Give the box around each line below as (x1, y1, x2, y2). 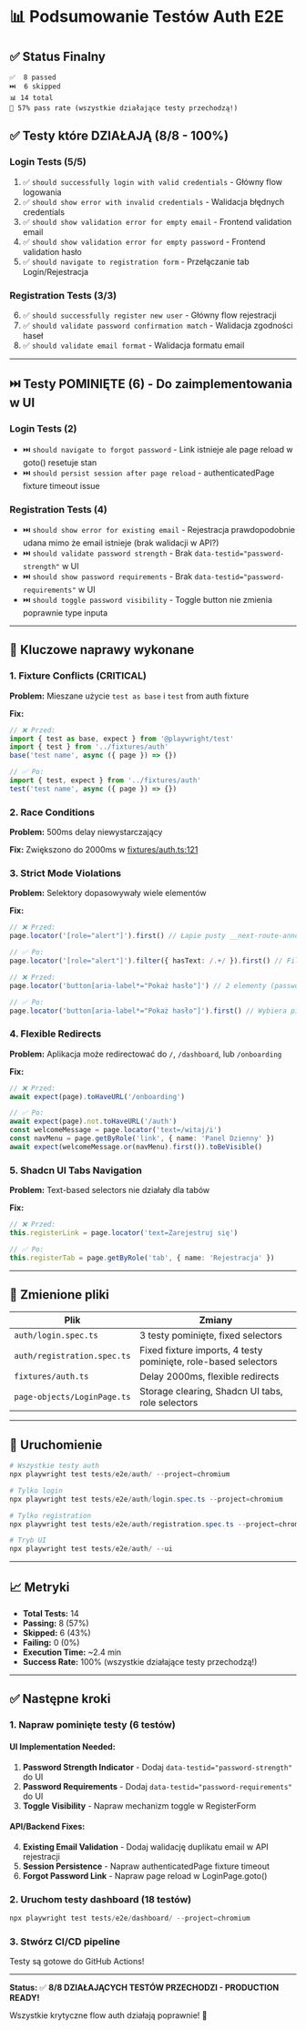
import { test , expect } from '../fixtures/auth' (9, 776, 202, 785)
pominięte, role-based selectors (139, 1355, 278, 1368)
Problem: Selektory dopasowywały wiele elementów (9, 888, 207, 899)
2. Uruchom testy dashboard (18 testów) (9, 1892, 192, 1905)
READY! (9, 1993, 40, 2004)
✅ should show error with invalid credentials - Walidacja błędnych (22, 196, 285, 207)
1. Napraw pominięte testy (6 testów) (9, 1719, 176, 1731)
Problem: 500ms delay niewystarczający (9, 827, 163, 838)
